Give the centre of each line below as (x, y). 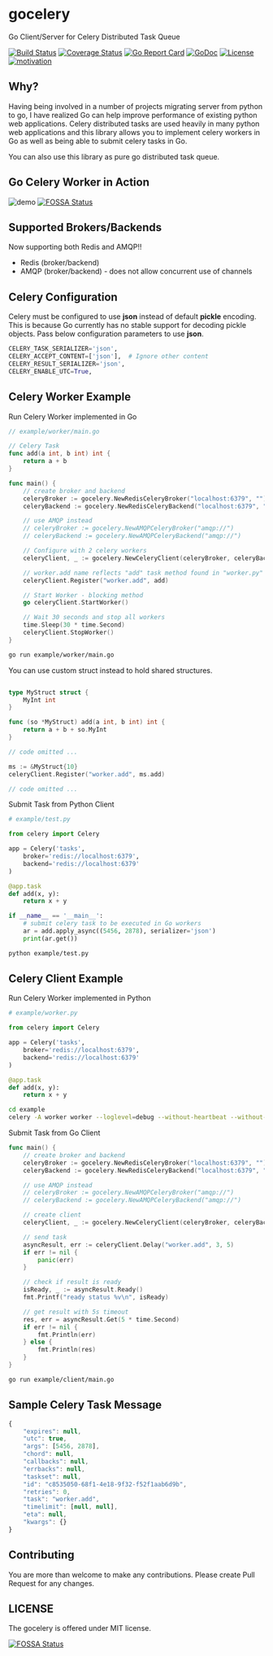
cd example (27, 1110)
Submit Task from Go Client (54, 1133)
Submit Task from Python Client (62, 804)
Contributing (41, 1555)
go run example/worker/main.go (61, 655)
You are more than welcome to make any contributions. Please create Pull (132, 1575)
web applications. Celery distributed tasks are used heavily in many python (134, 124)
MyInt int (40, 700)
